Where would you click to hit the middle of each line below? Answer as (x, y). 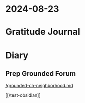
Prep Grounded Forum (41, 73)
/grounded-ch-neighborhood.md (39, 86)
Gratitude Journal (43, 32)
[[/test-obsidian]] (23, 95)
